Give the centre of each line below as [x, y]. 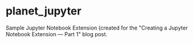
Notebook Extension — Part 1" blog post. [56, 34]
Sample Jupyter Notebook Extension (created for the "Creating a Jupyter [97, 28]
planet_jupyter [44, 11]
